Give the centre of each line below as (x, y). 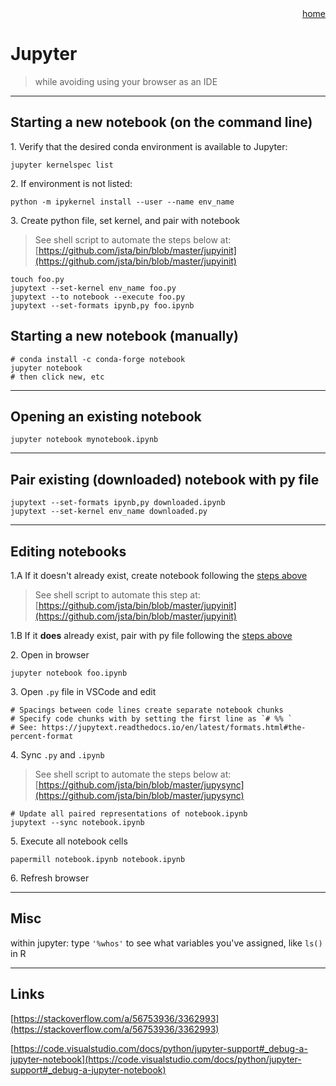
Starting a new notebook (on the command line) (161, 122)
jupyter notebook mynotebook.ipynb (84, 440)
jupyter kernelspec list (62, 165)
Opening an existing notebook (106, 416)
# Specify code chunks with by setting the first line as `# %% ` (151, 719)
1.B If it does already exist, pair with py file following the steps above (151, 635)
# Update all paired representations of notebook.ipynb (129, 814)
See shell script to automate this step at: (117, 595)
